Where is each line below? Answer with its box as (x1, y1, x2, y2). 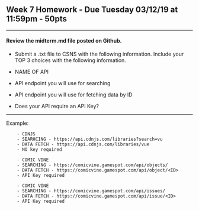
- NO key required (17, 147, 62, 153)
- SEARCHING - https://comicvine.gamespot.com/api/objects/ (17, 162, 168, 168)
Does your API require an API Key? (14, 103, 99, 110)
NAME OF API (14, 68, 49, 76)
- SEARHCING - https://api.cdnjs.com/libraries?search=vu (17, 136, 163, 143)
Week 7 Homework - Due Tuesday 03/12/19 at (6, 5, 178, 15)
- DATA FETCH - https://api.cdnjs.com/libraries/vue (17, 141, 150, 147)
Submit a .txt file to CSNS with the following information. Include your (14, 50, 184, 58)
